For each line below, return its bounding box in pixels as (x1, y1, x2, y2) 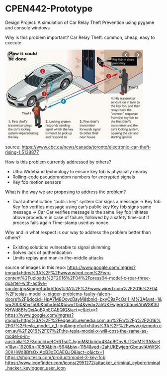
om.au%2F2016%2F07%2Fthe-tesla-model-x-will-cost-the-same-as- (5, 328, 149, 334)
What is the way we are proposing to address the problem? (5, 189, 126, 195)
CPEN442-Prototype (5, 3, 93, 14)
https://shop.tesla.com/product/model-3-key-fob (5, 354, 106, 360)
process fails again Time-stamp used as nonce (12, 220, 109, 226)
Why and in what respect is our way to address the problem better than (5, 229, 151, 235)
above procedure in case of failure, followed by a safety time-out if (12, 214, 150, 220)
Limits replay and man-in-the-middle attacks (12, 254, 104, 260)
